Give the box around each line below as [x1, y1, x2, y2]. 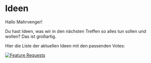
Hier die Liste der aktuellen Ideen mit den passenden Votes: [5, 43, 126, 48]
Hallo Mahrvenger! [5, 19, 43, 25]
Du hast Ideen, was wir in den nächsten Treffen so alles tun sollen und [5, 28, 147, 34]
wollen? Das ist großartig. [5, 33, 57, 39]
